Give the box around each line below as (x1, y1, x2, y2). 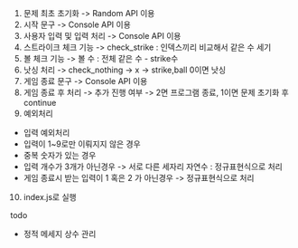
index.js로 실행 (23, 192, 77, 202)
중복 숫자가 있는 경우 (23, 150, 97, 160)
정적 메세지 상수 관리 (23, 229, 97, 239)
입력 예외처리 (23, 128, 70, 138)
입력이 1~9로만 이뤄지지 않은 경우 (23, 138, 141, 149)
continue (23, 98, 57, 108)
